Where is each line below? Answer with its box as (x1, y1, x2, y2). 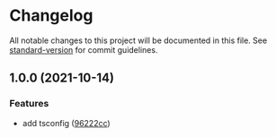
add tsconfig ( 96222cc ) (22, 117, 111, 128)
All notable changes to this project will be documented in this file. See (9, 35, 268, 46)
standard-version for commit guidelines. (9, 44, 158, 55)
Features (9, 98, 49, 110)
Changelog (9, 5, 93, 26)
